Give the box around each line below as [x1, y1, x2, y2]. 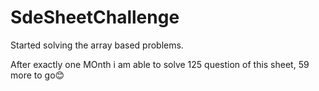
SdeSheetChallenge [10, 6, 180, 29]
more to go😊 [10, 69, 65, 81]
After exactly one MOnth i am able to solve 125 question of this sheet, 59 [10, 58, 310, 70]
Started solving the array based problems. [10, 39, 184, 51]
